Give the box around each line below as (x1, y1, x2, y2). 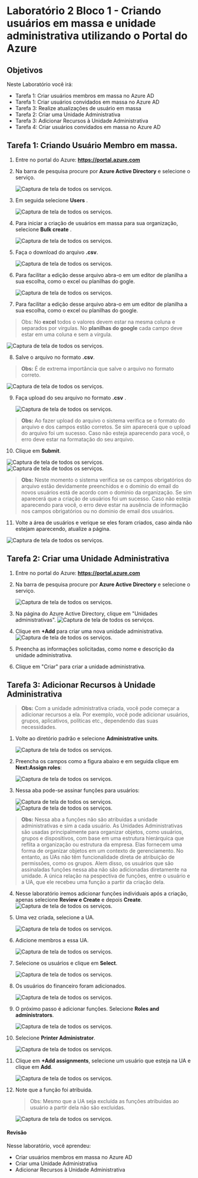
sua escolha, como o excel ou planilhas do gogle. (15, 278, 135, 285)
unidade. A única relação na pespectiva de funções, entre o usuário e (21, 872, 190, 879)
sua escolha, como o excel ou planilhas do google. (15, 306, 138, 314)
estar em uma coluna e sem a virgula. (21, 331, 113, 338)
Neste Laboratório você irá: (6, 81, 73, 88)
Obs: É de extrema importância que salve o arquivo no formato (21, 365, 174, 372)
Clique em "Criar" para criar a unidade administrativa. (15, 663, 146, 670)
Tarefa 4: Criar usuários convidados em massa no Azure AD (15, 124, 161, 130)
